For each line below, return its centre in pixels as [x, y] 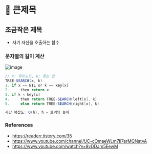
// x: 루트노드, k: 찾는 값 [30, 77]
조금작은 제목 [24, 30]
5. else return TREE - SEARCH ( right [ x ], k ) [52, 103]
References [19, 125]
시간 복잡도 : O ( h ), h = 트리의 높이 [37, 113]
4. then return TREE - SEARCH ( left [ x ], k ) [51, 99]
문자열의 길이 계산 [25, 56]
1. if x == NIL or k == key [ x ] [37, 86]
